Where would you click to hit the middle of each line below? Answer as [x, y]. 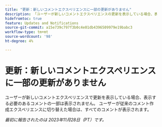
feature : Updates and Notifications [42, 23]
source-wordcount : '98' [29, 37]
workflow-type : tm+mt [27, 32]
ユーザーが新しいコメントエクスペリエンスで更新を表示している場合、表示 [79, 97]
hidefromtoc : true [23, 18]
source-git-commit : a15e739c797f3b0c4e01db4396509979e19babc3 [69, 28]
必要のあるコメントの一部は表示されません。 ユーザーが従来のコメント [79, 103]
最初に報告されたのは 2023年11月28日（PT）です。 [56, 120]
